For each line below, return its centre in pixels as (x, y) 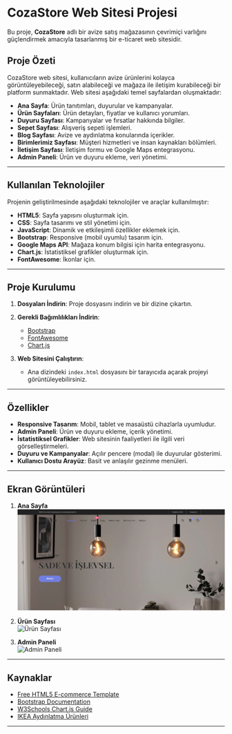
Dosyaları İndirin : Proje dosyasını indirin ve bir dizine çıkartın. (105, 304)
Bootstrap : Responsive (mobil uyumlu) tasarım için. (90, 237)
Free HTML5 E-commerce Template (68, 695)
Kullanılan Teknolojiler (56, 185)
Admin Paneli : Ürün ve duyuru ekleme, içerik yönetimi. (95, 432)
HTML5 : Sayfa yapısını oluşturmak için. (73, 215)
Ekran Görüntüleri (46, 489)
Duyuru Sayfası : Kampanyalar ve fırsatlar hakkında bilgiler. (101, 120)
